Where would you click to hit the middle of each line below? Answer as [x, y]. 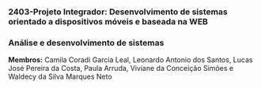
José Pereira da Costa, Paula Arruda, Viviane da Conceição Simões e [121, 69]
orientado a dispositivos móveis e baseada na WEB [108, 21]
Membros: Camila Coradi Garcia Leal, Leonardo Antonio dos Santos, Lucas [130, 60]
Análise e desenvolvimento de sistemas [86, 43]
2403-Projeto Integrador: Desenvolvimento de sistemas [118, 12]
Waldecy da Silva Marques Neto [60, 76]
